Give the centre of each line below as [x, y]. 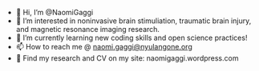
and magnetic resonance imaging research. [88, 29]
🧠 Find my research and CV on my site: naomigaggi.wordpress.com [127, 58]
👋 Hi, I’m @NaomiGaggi [55, 12]
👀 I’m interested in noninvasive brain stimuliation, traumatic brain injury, [134, 21]
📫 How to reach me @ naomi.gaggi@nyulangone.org [104, 47]
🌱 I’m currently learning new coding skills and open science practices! [132, 37]
